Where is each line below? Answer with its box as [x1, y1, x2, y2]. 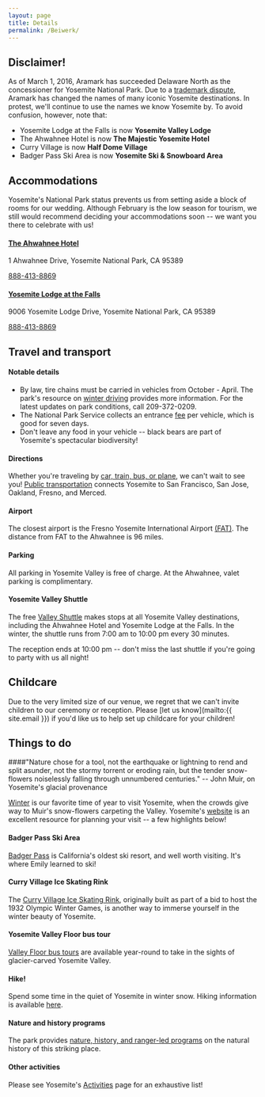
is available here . [8, 1000, 63, 1010]
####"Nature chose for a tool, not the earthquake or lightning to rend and [8, 757, 248, 767]
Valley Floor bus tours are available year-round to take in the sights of [8, 947, 235, 957]
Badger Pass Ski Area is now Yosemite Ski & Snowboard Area [19, 151, 223, 161]
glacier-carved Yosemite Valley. [8, 956, 112, 966]
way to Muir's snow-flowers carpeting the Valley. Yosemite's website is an [8, 806, 250, 816]
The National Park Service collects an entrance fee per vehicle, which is [19, 410, 255, 420]
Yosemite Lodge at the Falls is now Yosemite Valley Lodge [19, 126, 212, 135]
